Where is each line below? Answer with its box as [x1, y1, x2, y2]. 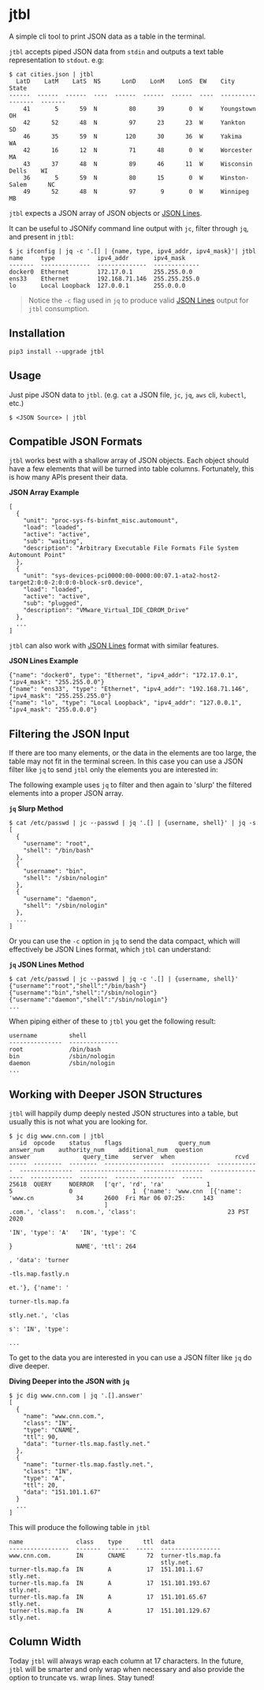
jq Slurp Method [9, 804, 64, 813]
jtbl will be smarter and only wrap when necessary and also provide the [9, 1664, 245, 1673]
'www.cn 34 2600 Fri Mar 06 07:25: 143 [9, 1194, 214, 1202]
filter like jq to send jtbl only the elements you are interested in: [9, 765, 219, 774]
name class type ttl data [9, 1538, 176, 1546]
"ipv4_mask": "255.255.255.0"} [9, 692, 112, 700]
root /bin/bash [9, 1046, 102, 1053]
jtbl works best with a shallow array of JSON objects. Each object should [9, 455, 249, 466]
